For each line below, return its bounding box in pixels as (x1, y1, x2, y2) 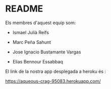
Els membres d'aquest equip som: (5, 20, 76, 26)
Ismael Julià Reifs (12, 29, 49, 35)
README (5, 3, 43, 15)
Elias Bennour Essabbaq (12, 58, 63, 64)
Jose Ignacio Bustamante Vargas (12, 49, 81, 55)
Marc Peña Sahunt (12, 39, 51, 45)
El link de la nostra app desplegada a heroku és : (5, 68, 106, 74)
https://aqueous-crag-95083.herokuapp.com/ (5, 78, 101, 84)
